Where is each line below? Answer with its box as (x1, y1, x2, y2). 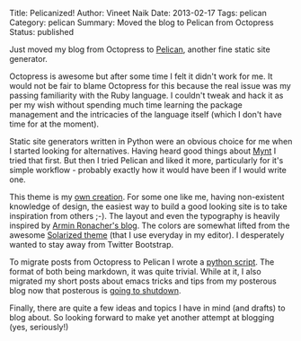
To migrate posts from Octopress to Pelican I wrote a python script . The (9, 257, 275, 267)
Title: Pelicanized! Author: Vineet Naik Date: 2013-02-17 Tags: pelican (9, 8, 267, 18)
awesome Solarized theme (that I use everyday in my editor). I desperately (9, 230, 285, 240)
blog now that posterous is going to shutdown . (9, 285, 181, 295)
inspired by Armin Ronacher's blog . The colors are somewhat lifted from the (9, 220, 290, 231)
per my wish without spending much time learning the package (9, 100, 243, 110)
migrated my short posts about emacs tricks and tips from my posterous (9, 275, 277, 286)
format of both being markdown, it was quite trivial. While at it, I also (9, 267, 262, 276)
